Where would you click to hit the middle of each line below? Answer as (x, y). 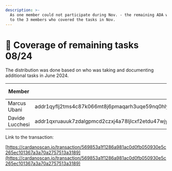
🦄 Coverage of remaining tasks (72, 45)
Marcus (17, 103)
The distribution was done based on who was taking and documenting (80, 70)
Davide (16, 118)
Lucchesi (19, 125)
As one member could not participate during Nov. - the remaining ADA (87, 15)
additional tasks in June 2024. (37, 75)
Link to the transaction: (29, 137)
